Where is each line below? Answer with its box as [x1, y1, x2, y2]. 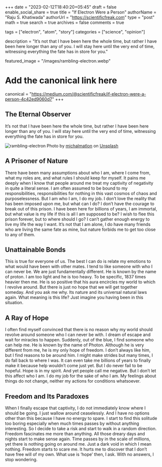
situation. [5, 300, 24, 306]
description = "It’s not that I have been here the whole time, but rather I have [5, 38, 157, 44]
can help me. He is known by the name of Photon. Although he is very [5, 342, 144, 348]
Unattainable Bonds [5, 245, 66, 254]
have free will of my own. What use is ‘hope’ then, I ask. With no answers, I [5, 451, 154, 457]
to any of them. [5, 231, 35, 237]
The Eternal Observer [5, 110, 71, 118]
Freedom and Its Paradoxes [5, 392, 89, 401]
